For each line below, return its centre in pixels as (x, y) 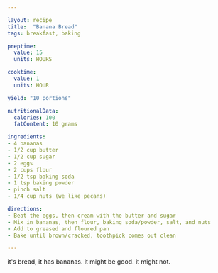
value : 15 (28, 53)
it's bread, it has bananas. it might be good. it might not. (89, 262)
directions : (25, 209)
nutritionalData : (33, 111)
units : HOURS (33, 60)
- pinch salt (27, 190)
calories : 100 (34, 118)
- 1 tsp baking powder (41, 183)
